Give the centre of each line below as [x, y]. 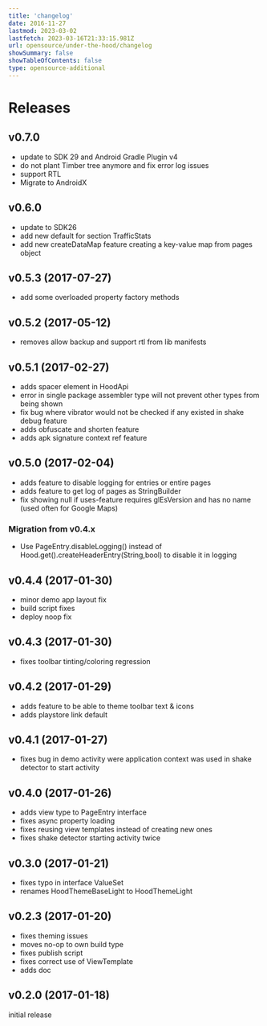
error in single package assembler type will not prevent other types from [140, 395]
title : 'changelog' [41, 16]
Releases [39, 107]
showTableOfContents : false [55, 61]
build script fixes [47, 608]
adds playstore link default [64, 714]
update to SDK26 [49, 227]
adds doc [36, 970]
